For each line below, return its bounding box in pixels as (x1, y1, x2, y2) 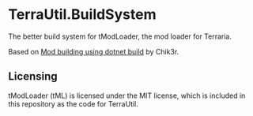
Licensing (8, 69, 58, 84)
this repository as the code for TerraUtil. (8, 99, 138, 108)
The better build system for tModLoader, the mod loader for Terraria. (8, 32, 232, 41)
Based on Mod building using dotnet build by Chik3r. (8, 47, 179, 56)
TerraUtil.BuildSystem (8, 6, 157, 24)
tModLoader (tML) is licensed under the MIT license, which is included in (8, 91, 246, 100)
